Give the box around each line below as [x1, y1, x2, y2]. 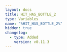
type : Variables [5, 16, 38, 21]
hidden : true [5, 26, 32, 31]
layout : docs [5, 7, 32, 12]
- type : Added [9, 35, 38, 40]
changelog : [5, 30, 28, 35]
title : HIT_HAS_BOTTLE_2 [5, 12, 56, 17]
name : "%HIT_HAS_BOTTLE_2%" [5, 21, 63, 26]
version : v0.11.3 [14, 40, 50, 45]
